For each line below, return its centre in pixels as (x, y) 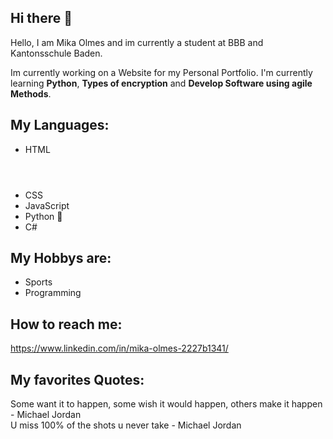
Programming (53, 293)
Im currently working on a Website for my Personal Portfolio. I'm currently (161, 72)
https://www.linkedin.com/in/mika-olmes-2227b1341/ (119, 348)
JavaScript (47, 205)
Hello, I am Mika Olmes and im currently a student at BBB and (137, 42)
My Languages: (60, 125)
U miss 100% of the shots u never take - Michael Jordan (126, 425)
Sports (38, 282)
